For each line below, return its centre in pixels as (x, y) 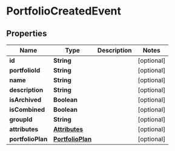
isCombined (27, 110)
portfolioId (25, 70)
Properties (27, 34)
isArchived (25, 100)
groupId (21, 119)
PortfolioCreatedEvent (64, 11)
